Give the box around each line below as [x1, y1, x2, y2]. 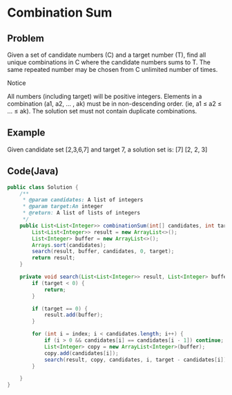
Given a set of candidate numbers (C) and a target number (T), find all [7, 50, 206, 59]
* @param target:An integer [22, 203, 104, 210]
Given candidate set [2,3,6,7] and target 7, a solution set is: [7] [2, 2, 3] [7, 145, 208, 154]
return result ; [32, 255, 76, 261]
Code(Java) [7, 165, 59, 177]
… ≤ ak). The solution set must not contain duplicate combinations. [7, 107, 197, 115]
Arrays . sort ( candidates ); [32, 241, 107, 248]
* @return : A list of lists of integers [22, 210, 140, 217]
